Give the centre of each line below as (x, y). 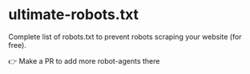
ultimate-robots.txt (73, 15)
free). (17, 45)
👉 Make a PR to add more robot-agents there (84, 60)
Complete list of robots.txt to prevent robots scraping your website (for (125, 37)
